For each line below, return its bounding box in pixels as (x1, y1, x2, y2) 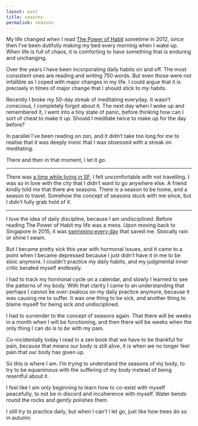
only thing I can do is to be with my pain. (6, 325, 104, 332)
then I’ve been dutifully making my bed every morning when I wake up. (6, 42, 179, 49)
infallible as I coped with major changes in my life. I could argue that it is (6, 78, 181, 85)
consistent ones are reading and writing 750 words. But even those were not (6, 72, 192, 80)
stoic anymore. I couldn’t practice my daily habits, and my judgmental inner (6, 258, 189, 265)
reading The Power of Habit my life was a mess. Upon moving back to (6, 222, 176, 229)
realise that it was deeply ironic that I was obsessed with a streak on (6, 139, 172, 146)
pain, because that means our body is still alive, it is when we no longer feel (6, 342, 190, 349)
